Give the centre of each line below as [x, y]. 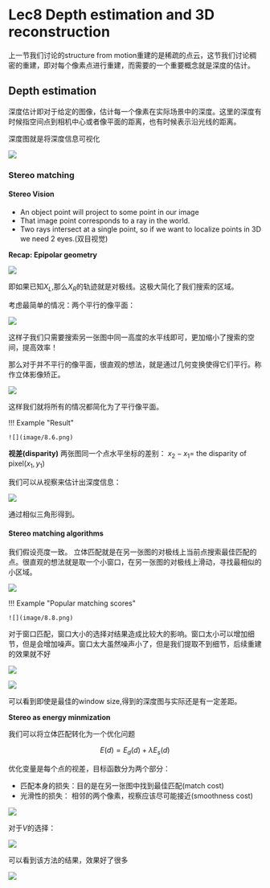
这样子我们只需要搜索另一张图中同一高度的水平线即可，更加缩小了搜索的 [128, 337]
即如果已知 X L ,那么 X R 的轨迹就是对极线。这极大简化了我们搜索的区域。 [123, 287]
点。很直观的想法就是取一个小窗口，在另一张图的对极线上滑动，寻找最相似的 [135, 562]
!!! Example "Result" [41, 422]
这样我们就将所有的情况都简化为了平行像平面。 [86, 406]
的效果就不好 [29, 654]
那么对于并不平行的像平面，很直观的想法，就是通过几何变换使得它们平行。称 [135, 364]
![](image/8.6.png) [41, 437]
